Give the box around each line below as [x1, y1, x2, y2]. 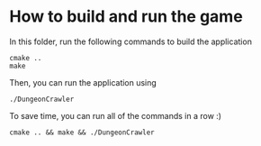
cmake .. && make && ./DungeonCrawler [9, 128, 155, 137]
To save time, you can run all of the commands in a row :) [9, 110, 222, 121]
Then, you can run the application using [9, 77, 157, 87]
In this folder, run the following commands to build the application [9, 36, 252, 47]
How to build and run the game [9, 6, 243, 27]
